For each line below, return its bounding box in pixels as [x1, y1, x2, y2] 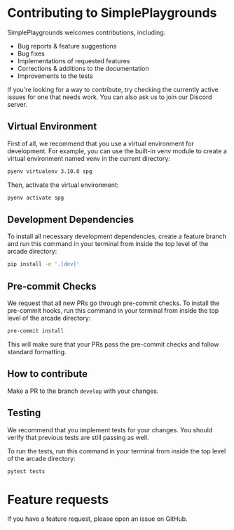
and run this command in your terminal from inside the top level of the [7, 240, 209, 248]
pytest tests [7, 467, 46, 475]
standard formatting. [7, 347, 67, 356]
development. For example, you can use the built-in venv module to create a [7, 146, 228, 155]
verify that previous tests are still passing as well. [7, 433, 149, 441]
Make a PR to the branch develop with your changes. [7, 387, 159, 395]
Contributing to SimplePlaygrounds [7, 5, 217, 21]
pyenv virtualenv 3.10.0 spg [7, 167, 92, 175]
